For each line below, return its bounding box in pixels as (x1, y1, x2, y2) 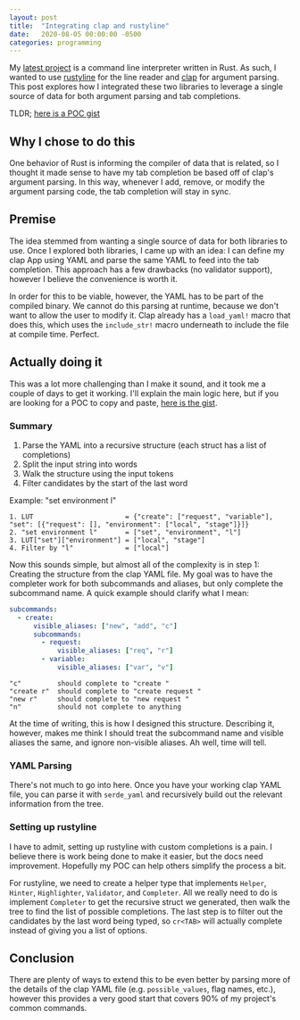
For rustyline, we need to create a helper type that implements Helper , (9, 877, 267, 888)
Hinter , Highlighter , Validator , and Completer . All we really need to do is (9, 887, 279, 898)
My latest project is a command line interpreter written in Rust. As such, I (9, 62, 277, 73)
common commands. (9, 1003, 87, 1014)
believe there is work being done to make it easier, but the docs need (9, 850, 263, 861)
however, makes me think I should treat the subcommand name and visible (9, 727, 284, 738)
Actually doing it (9, 354, 103, 370)
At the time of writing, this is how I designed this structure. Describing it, (9, 717, 275, 728)
